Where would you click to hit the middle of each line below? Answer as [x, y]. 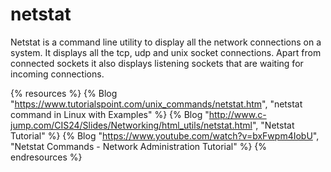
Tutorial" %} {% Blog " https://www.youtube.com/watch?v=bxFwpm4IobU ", [165, 135]
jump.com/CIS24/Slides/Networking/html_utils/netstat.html [131, 125]
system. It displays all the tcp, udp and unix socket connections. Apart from [166, 52]
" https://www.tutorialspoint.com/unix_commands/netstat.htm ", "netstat [156, 104]
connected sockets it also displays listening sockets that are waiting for [157, 63]
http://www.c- [237, 114]
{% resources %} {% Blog [64, 93]
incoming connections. [57, 74]
